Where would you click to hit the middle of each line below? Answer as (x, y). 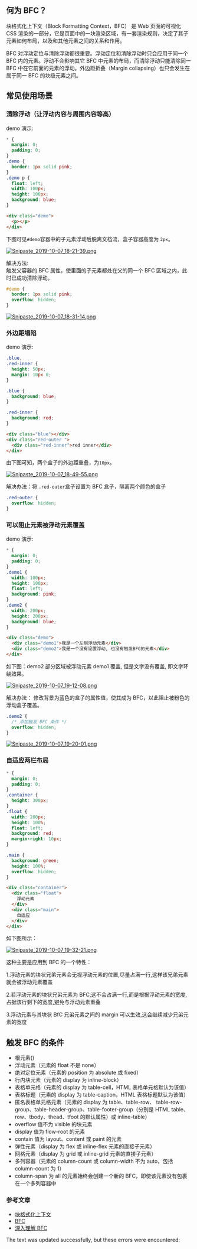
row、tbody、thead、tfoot (47, 1117)
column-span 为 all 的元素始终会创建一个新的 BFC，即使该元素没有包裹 (101, 1176)
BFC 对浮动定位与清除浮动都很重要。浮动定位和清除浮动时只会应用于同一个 (97, 53)
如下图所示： (22, 938)
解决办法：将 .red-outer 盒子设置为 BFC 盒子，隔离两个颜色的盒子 (86, 487)
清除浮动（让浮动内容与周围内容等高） (60, 114)
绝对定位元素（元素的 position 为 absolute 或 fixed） (78, 1073)
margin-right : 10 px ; (37, 839)
